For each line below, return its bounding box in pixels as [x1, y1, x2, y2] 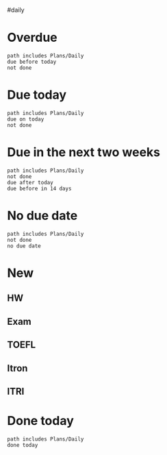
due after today [7, 179, 53, 186]
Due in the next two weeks [7, 145, 161, 160]
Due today [7, 87, 67, 103]
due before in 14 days [7, 185, 72, 192]
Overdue [7, 30, 58, 45]
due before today [7, 58, 57, 65]
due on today [7, 116, 44, 123]
